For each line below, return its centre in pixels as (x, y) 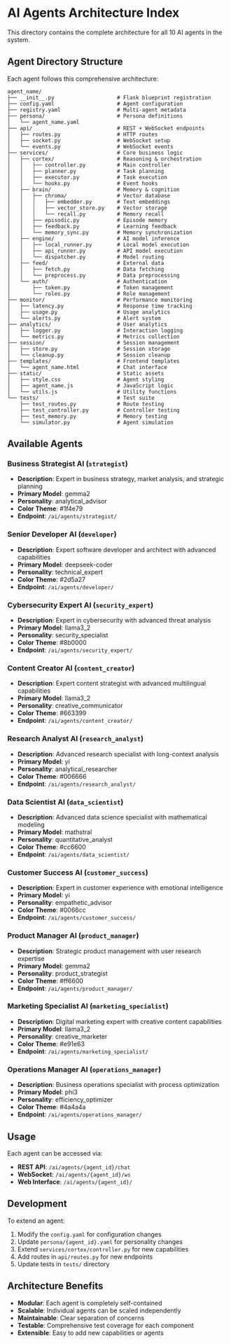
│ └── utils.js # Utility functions (92, 392)
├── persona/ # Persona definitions (95, 116)
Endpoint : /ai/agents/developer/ (65, 587)
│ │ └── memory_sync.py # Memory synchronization (100, 233)
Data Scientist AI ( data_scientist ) (65, 802)
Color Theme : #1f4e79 (50, 508)
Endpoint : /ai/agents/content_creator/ (75, 721)
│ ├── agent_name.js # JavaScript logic (90, 386)
